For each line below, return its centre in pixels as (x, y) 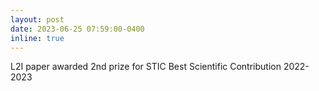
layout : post (37, 19)
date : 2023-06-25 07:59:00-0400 (77, 29)
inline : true (37, 38)
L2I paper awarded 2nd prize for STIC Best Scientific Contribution (146, 67)
